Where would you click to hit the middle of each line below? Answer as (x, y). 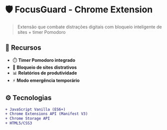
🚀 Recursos (23, 48)
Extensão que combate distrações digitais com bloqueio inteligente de (89, 27)
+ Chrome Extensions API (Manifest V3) (47, 114)
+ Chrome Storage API (28, 119)
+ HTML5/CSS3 (19, 123)
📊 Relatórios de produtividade (45, 73)
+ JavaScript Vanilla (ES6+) (35, 109)
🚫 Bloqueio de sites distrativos (45, 67)
